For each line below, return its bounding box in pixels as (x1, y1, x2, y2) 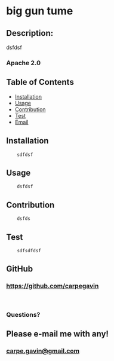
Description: (6, 28, 54, 38)
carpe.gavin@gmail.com (6, 347, 79, 355)
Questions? (6, 310, 41, 319)
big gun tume (6, 4, 73, 18)
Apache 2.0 (6, 59, 41, 67)
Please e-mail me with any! (6, 329, 109, 339)
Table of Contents (6, 77, 75, 87)
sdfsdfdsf (17, 247, 42, 253)
